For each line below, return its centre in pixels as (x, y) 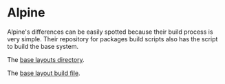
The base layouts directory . (46, 59)
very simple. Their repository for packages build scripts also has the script (112, 39)
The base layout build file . (44, 73)
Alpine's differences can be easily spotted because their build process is (110, 32)
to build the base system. (43, 46)
